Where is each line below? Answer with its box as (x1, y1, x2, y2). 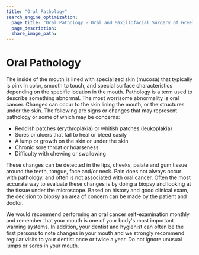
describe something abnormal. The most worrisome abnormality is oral (6, 95, 179, 102)
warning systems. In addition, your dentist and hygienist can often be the (6, 223, 184, 231)
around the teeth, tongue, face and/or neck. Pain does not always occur (6, 168, 182, 175)
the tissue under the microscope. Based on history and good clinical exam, (6, 187, 188, 194)
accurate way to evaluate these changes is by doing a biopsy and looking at (6, 180, 191, 188)
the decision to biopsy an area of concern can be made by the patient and (6, 193, 187, 200)
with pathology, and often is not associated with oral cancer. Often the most (6, 174, 191, 181)
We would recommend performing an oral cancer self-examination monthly (6, 211, 190, 218)
